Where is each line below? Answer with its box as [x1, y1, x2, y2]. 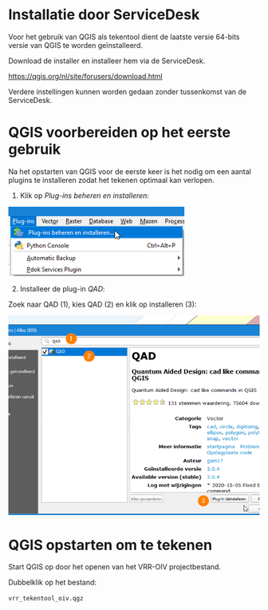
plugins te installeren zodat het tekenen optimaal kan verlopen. [8, 175, 215, 184]
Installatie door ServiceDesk [8, 6, 200, 24]
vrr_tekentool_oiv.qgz [8, 595, 84, 603]
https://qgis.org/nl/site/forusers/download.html [8, 71, 164, 81]
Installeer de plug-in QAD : [19, 283, 105, 293]
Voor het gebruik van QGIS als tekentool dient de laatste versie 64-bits [8, 32, 240, 42]
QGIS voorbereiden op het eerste [8, 124, 231, 141]
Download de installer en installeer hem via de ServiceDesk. [8, 56, 206, 65]
